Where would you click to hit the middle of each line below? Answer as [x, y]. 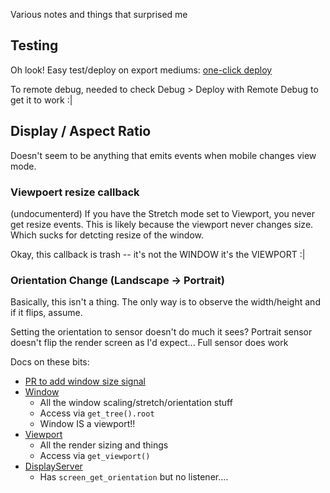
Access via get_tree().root [97, 413]
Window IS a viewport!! [87, 424]
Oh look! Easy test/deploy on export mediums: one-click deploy [141, 70]
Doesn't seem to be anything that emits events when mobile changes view [163, 155]
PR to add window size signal [85, 381]
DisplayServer [53, 466]
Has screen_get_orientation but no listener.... [134, 477]
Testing [34, 45]
